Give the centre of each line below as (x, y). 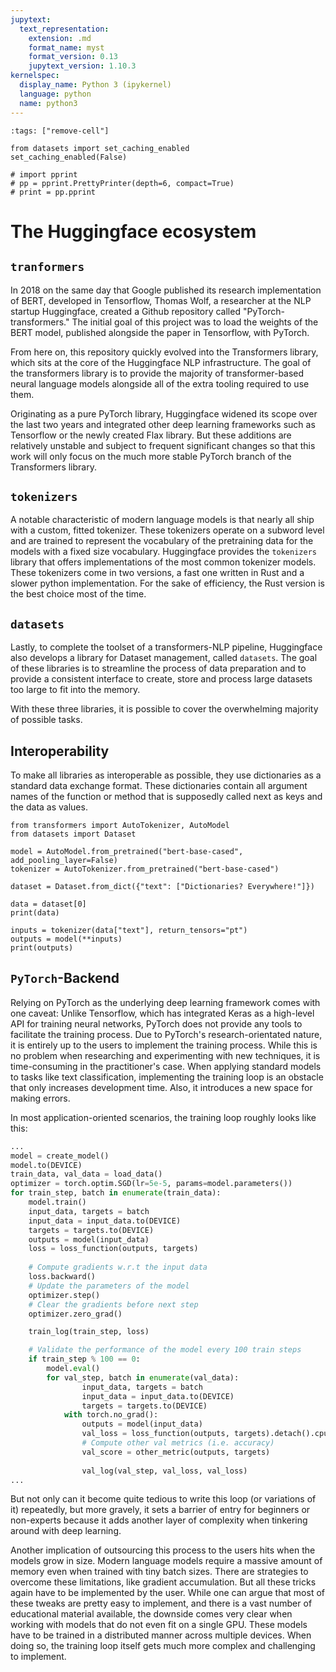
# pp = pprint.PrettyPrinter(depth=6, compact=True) (122, 183)
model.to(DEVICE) (46, 1165)
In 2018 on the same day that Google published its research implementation (166, 290)
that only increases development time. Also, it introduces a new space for (161, 1087)
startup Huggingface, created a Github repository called (125, 311)
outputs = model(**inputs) (66, 939)
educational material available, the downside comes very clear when (151, 1614)
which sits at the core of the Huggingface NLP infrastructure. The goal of (161, 362)
